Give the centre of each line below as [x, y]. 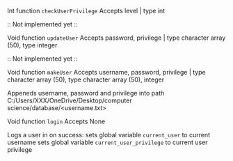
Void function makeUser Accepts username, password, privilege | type [107, 72]
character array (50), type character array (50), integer [86, 79]
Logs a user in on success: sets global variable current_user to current [109, 135]
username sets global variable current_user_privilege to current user [107, 142]
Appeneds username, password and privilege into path [86, 93]
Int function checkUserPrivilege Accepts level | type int [86, 11]
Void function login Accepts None [56, 121]
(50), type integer [32, 45]
